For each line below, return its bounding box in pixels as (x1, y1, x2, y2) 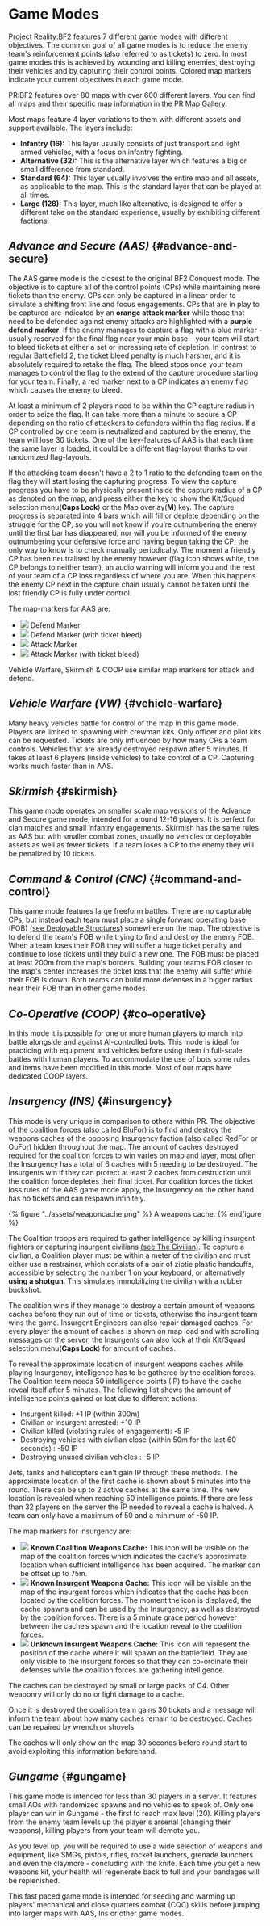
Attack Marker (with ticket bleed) (30, 649, 139, 658)
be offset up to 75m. (19, 1568, 88, 1578)
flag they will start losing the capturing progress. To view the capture (8, 476, 238, 486)
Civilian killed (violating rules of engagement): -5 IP (19, 1426, 191, 1436)
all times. (19, 190, 51, 200)
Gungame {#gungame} (8, 1770, 127, 1784)
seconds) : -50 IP (19, 1443, 78, 1453)
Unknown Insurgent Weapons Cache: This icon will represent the (30, 1639, 250, 1649)
